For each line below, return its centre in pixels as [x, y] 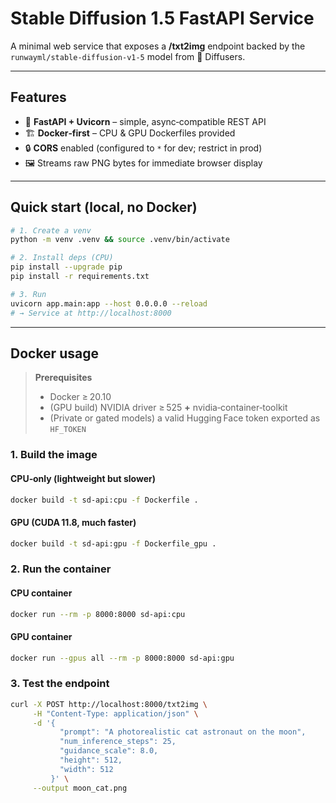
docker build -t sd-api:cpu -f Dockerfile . [104, 500]
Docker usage [54, 353]
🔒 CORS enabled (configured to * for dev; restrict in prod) [143, 148]
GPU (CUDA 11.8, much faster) [73, 522]
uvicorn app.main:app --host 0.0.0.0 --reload [109, 303]
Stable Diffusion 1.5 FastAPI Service [162, 18]
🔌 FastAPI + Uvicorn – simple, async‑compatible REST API [145, 121]
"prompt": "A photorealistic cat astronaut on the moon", [183, 732]
